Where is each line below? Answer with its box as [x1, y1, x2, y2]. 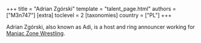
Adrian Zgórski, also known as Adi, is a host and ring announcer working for [6, 24, 195, 30]
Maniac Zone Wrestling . [6, 30, 65, 37]
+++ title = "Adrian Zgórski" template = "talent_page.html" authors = [6, 5, 176, 12]
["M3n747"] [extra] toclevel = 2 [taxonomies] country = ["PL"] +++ [6, 12, 172, 19]
